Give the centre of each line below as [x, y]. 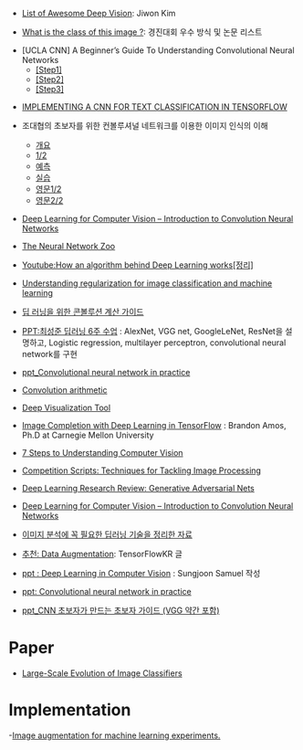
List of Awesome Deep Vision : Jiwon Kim [99, 13]
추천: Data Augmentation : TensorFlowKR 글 [102, 554]
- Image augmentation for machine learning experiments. [115, 735]
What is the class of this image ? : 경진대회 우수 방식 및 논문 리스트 [142, 32]
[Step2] [50, 79]
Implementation [70, 710]
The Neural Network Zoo [68, 246]
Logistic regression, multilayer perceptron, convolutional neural [167, 343]
